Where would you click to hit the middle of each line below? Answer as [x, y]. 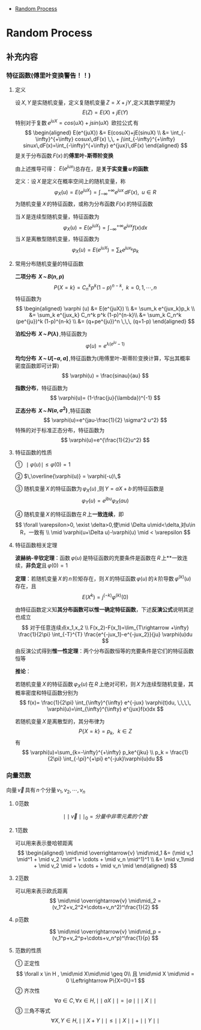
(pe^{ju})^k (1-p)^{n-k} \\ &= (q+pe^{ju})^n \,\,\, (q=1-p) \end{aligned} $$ [105, 321]
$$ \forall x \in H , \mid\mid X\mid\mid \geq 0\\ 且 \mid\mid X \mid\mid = [105, 974]
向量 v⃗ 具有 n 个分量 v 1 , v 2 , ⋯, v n [46, 790]
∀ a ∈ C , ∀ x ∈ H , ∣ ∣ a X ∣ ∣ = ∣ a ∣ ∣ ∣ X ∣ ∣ [105, 1000]
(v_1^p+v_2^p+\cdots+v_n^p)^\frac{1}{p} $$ [105, 938]
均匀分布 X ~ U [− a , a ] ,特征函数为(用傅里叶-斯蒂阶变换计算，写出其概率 [103, 358]
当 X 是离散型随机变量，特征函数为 [57, 239]
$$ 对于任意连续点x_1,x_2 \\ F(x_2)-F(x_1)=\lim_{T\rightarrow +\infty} [105, 627]
